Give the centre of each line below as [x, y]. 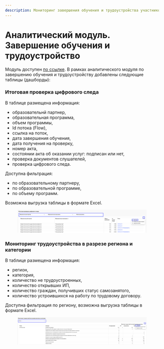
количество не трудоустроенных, [47, 280]
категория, [23, 275]
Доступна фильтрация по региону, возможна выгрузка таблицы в [74, 305]
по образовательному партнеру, [46, 183]
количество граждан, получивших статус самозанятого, [71, 291]
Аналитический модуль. [58, 35]
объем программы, [32, 122]
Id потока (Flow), [30, 128]
